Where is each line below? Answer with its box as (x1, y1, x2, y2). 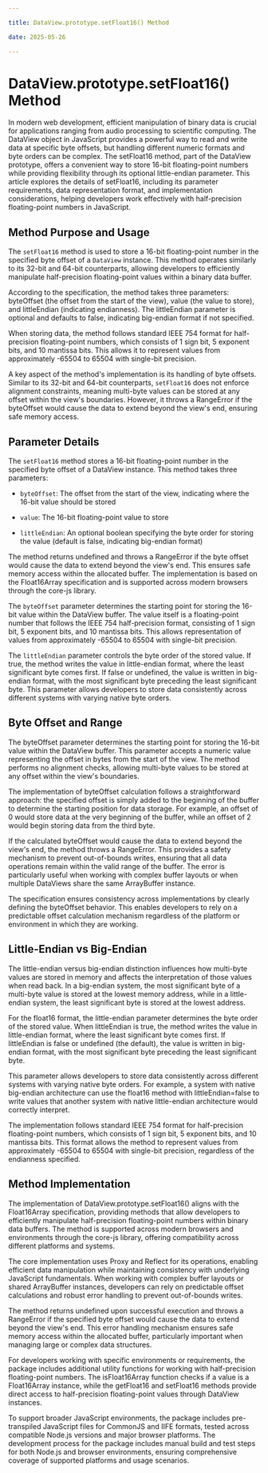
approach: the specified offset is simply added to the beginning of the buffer (8, 795, 259, 804)
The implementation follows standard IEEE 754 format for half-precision (8, 1120, 244, 1130)
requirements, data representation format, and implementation (8, 185, 213, 195)
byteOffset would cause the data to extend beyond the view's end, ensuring (8, 404, 258, 413)
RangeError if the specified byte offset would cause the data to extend (8, 1314, 239, 1324)
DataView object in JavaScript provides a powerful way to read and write (8, 135, 248, 144)
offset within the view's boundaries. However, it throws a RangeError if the (8, 395, 253, 405)
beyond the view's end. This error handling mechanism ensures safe (8, 1322, 234, 1333)
